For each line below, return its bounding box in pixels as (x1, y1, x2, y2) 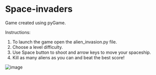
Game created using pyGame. (5, 20, 66, 26)
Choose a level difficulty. (12, 44, 63, 50)
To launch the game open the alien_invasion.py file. (12, 38, 117, 45)
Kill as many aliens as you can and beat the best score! (12, 54, 125, 60)
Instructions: (5, 29, 31, 35)
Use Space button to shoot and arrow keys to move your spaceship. (12, 49, 151, 55)
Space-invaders (5, 3, 73, 15)
